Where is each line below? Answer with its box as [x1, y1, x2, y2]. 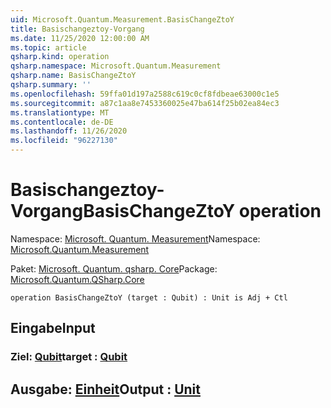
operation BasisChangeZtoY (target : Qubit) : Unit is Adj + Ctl [10, 292, 288, 303]
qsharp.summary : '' [10, 80, 92, 90]
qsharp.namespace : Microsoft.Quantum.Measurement [10, 61, 222, 71]
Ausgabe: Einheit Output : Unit [10, 381, 201, 398]
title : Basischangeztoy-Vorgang [10, 24, 145, 34]
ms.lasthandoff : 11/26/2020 [10, 126, 128, 136]
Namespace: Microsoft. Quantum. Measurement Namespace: [10, 232, 261, 245]
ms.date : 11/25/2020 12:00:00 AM [10, 33, 150, 43]
